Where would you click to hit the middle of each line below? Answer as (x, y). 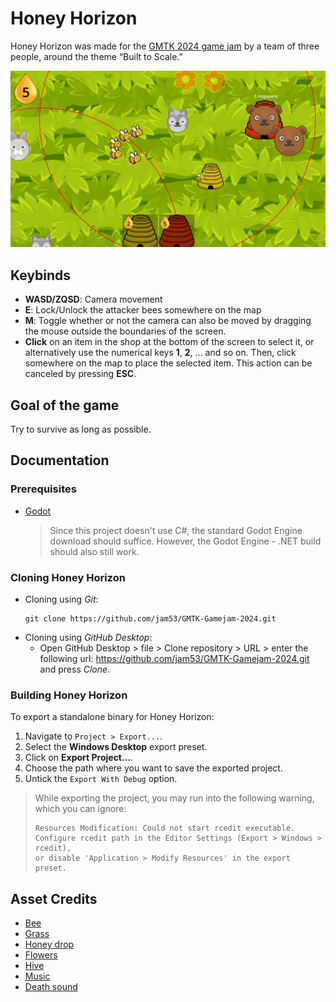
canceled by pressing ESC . (80, 374)
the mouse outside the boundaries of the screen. (125, 331)
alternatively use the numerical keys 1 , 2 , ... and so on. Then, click (160, 353)
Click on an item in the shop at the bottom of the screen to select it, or (169, 342)
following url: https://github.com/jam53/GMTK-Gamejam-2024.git (174, 659)
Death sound (51, 987)
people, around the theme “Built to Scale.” (96, 56)
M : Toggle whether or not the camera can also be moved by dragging (168, 321)
